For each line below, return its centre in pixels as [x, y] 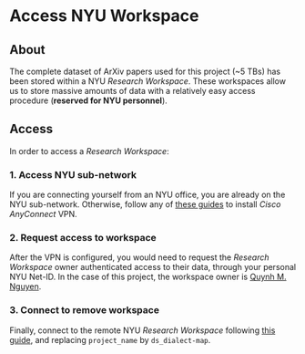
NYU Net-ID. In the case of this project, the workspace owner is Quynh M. [148, 277]
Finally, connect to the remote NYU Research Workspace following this [142, 330]
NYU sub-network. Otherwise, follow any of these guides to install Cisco [145, 204]
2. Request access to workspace [83, 238]
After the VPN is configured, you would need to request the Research [139, 257]
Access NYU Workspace [104, 16]
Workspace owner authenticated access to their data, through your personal [153, 267]
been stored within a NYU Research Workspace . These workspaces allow [148, 81]
